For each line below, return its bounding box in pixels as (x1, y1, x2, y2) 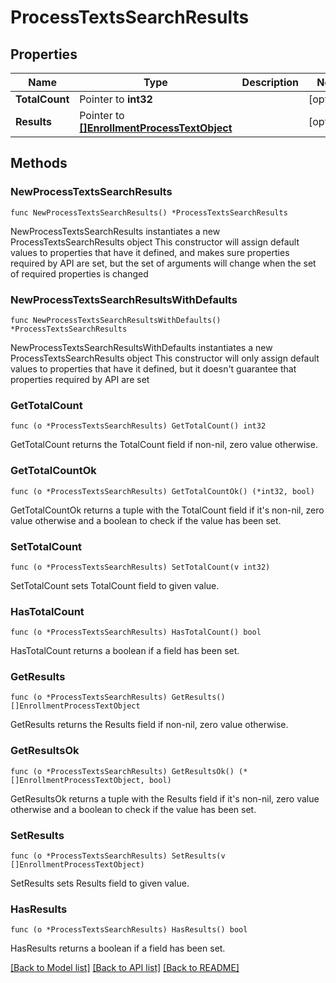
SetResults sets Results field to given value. (10, 877, 190, 890)
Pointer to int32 (79, 92, 153, 106)
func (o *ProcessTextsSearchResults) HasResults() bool (10, 925, 248, 935)
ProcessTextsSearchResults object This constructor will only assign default (10, 352, 320, 364)
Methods (10, 155, 68, 172)
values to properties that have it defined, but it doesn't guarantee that (10, 362, 297, 375)
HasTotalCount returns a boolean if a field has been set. (10, 645, 240, 657)
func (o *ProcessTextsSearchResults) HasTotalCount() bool (10, 627, 262, 638)
